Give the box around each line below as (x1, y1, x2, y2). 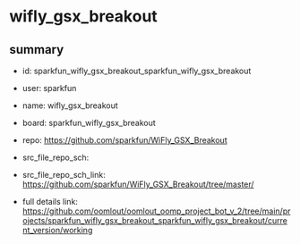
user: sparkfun (21, 83, 77, 93)
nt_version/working (21, 225, 93, 235)
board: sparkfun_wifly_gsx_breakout (21, 118, 157, 128)
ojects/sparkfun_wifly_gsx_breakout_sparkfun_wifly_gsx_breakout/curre (21, 215, 288, 225)
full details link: (21, 197, 79, 206)
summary (9, 42, 64, 57)
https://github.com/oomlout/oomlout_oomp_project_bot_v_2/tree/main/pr (21, 206, 291, 216)
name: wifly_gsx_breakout (21, 100, 118, 111)
